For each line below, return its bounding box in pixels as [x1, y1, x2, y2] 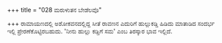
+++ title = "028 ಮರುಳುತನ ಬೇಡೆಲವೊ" [7, 6, 102, 14]
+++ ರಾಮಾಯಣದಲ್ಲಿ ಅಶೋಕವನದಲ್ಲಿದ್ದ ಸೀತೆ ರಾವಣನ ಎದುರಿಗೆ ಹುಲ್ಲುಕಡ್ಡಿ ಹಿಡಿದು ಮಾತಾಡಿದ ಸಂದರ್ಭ [7, 20, 215, 27]
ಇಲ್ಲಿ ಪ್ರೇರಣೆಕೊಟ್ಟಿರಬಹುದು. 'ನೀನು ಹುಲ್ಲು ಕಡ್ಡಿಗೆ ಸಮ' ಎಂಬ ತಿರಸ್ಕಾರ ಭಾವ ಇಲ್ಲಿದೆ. [7, 27, 173, 35]
